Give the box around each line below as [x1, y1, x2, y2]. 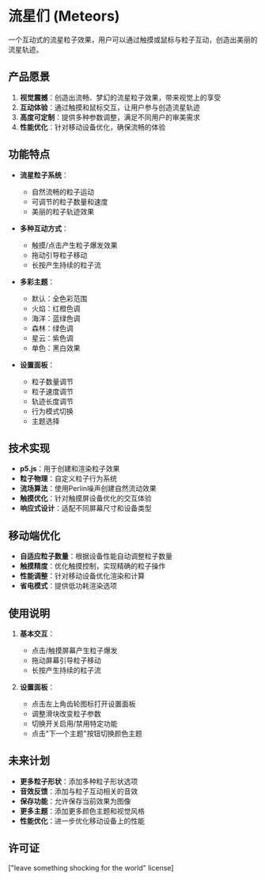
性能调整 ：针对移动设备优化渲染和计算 [19, 571, 145, 581]
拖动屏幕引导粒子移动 [31, 655, 101, 665]
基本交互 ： [19, 629, 55, 638]
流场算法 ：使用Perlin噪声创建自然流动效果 [19, 484, 157, 493]
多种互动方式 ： [19, 223, 69, 233]
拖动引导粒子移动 [31, 250, 88, 259]
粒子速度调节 [31, 387, 74, 396]
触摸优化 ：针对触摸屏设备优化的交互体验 [19, 493, 152, 503]
